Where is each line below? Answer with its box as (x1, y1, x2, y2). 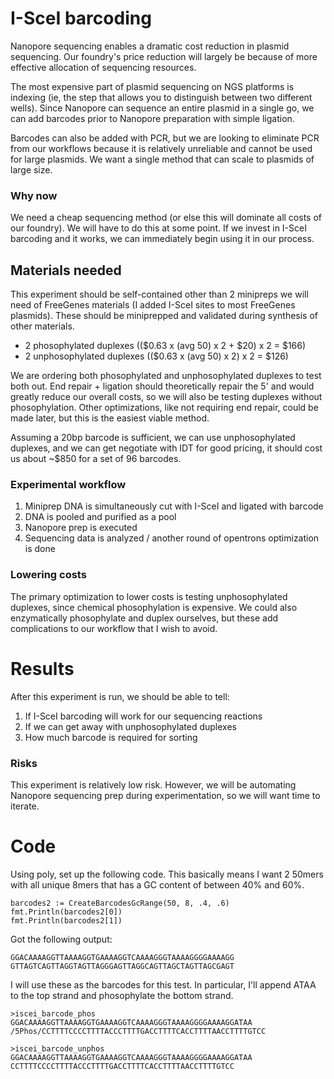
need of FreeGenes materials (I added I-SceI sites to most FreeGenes (10, 299, 296, 311)
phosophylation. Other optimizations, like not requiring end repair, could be (10, 402, 319, 414)
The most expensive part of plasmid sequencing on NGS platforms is (10, 80, 295, 92)
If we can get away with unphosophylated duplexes (24, 720, 237, 732)
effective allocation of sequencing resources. (10, 61, 197, 73)
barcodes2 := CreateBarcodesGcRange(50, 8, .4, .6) (10, 898, 230, 908)
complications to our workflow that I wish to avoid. (10, 622, 218, 634)
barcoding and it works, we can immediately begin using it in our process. (10, 233, 315, 245)
